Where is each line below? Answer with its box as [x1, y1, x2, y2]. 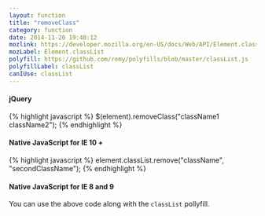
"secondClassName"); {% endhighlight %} [9, 164, 147, 174]
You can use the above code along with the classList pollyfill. [9, 200, 210, 209]
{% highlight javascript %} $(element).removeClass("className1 [9, 112, 219, 121]
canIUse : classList [9, 70, 73, 78]
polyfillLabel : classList [9, 63, 94, 71]
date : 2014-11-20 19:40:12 [9, 33, 98, 42]
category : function [9, 26, 73, 34]
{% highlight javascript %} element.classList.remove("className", [9, 156, 225, 165]
